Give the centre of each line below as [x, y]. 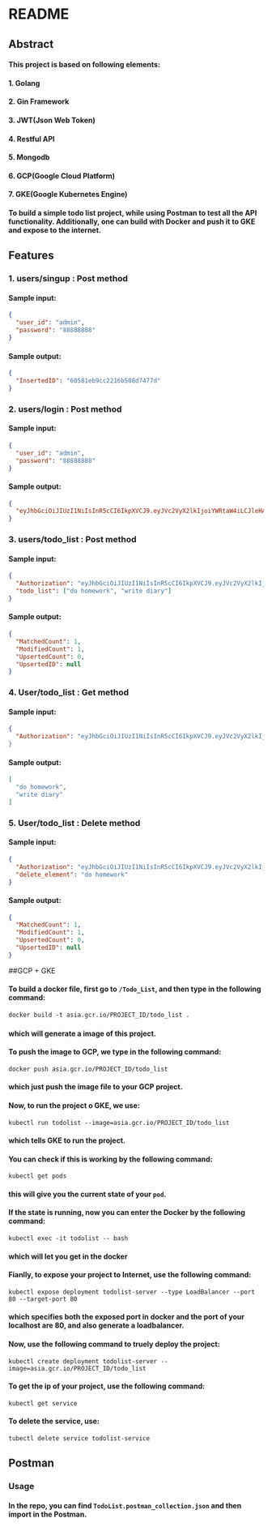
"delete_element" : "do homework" [72, 875]
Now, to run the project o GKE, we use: [74, 1105]
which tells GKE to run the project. [67, 1140]
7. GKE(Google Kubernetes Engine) [68, 195]
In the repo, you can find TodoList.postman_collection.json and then [125, 1506]
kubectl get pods [38, 1176]
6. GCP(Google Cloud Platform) [62, 176]
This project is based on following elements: [84, 65]
